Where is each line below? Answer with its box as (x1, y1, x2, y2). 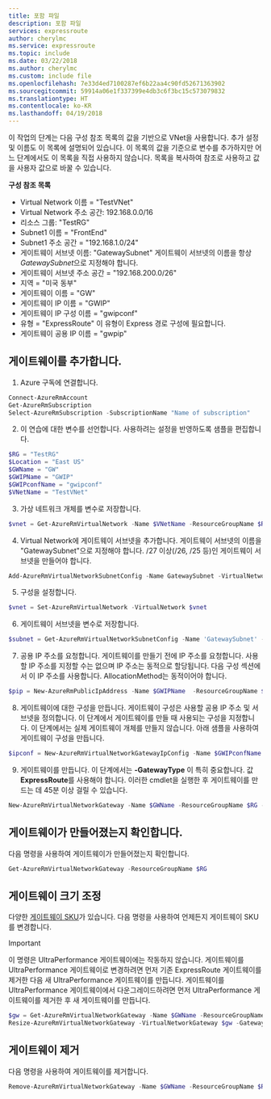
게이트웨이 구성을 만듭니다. (19, 733, 105, 743)
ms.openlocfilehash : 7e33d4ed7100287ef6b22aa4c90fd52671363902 (8, 79, 226, 87)
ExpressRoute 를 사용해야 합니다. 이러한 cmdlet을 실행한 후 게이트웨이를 (19, 775, 250, 785)
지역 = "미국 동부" (19, 278, 77, 288)
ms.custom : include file (8, 72, 92, 80)
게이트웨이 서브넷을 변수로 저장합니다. (19, 619, 140, 629)
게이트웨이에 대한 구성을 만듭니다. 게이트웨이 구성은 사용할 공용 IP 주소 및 (19, 703, 251, 713)
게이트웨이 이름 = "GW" (19, 288, 96, 297)
